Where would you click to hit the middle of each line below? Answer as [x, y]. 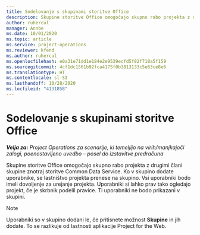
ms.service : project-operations [46, 45]
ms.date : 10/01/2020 [32, 34]
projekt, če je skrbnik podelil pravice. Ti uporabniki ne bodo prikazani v [93, 190]
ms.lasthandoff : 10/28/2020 [41, 84]
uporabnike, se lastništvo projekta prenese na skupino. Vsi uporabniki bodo [99, 177]
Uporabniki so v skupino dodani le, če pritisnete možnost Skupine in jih [93, 220]
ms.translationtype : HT [36, 72]
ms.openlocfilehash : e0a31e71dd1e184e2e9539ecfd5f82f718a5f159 [86, 61]
